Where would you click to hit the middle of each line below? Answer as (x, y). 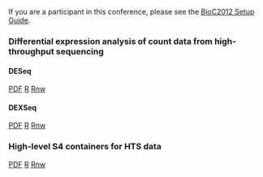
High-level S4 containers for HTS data (85, 147)
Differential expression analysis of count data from (111, 41)
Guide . (19, 20)
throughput (31, 51)
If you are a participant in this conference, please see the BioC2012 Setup (131, 12)
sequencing (80, 51)
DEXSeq (23, 107)
